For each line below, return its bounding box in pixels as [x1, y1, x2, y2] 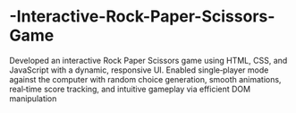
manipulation [9, 92, 57, 104]
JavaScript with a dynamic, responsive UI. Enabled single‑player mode [9, 65, 269, 75]
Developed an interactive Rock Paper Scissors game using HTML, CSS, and [9, 55, 288, 65]
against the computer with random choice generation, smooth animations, [9, 74, 282, 84]
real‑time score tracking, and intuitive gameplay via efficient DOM [9, 83, 251, 94]
